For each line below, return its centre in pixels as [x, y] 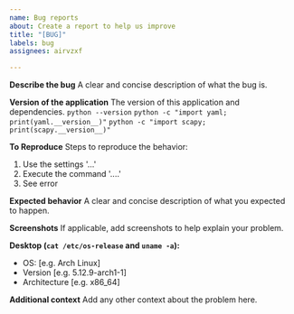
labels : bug [32, 43]
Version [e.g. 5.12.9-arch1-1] [74, 272]
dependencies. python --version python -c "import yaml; [119, 112]
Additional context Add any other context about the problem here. [133, 300]
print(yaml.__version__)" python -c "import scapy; [108, 123]
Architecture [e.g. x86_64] [71, 282]
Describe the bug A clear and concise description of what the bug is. [138, 85]
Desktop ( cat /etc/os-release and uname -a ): [95, 245]
